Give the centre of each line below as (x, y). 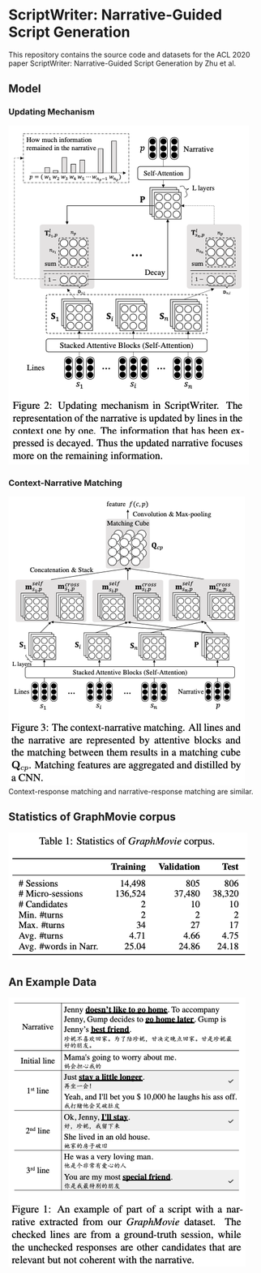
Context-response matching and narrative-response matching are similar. (131, 791)
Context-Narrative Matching (66, 483)
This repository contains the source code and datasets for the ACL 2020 (129, 54)
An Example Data (53, 982)
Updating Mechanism (51, 112)
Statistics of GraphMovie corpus (92, 817)
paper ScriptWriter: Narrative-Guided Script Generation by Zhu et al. (122, 63)
